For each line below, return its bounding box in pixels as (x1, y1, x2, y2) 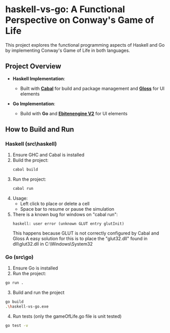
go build (5, 299, 24, 305)
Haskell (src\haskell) (5, 141, 57, 148)
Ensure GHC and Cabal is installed (12, 152, 85, 158)
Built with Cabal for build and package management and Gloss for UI (20, 85, 165, 91)
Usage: (12, 195, 28, 202)
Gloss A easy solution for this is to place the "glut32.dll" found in (12, 236, 148, 242)
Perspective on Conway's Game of (5, 14, 154, 26)
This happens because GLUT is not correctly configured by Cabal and (12, 230, 159, 237)
